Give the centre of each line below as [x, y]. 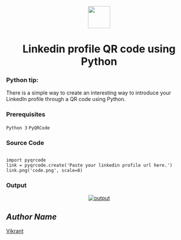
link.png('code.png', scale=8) [45, 171]
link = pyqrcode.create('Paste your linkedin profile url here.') [89, 166]
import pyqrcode [26, 160]
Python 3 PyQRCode [28, 128]
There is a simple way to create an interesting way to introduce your [89, 93]
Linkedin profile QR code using [99, 49]
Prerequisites [26, 115]
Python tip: [22, 80]
